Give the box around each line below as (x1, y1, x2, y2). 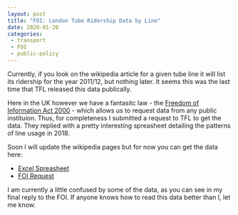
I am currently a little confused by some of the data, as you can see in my (7, 185, 223, 194)
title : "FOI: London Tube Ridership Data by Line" (7, 17, 161, 24)
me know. (7, 200, 36, 209)
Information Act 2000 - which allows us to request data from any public (7, 106, 217, 115)
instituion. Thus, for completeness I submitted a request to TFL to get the (7, 113, 222, 122)
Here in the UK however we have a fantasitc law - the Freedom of (7, 98, 200, 107)
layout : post (7, 10, 46, 18)
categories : (7, 30, 43, 38)
